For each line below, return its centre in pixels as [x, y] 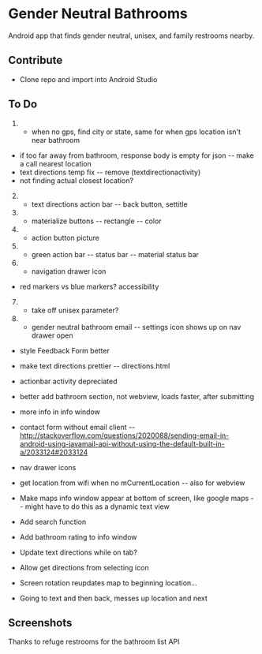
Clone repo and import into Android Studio [88, 79]
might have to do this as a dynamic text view [97, 506]
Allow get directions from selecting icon [84, 567]
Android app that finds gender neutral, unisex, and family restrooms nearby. [131, 36]
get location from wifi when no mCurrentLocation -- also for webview [132, 483]
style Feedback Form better [65, 350]
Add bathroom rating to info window [78, 536]
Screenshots [40, 623]
